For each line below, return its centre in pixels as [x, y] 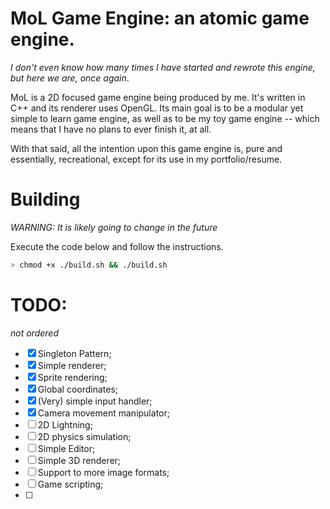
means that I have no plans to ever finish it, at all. [111, 129]
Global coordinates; [78, 389]
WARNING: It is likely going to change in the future [114, 227]
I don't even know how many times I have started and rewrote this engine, [163, 67]
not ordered [34, 333]
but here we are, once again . [70, 78]
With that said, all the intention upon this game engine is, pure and [146, 148]
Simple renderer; [72, 365]
